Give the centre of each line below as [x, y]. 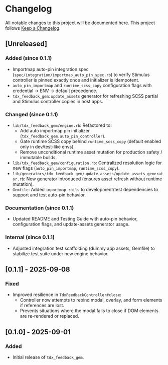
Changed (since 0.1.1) [32, 114]
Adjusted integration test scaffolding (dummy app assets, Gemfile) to [83, 248]
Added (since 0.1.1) [29, 58]
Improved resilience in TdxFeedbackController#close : [67, 295]
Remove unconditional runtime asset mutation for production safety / [91, 152]
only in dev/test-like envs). [47, 147]
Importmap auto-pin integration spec [50, 69]
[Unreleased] [26, 44]
